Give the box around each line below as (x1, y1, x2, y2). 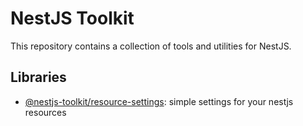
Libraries (10, 69, 67, 86)
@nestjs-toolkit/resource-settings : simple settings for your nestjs (24, 95, 294, 107)
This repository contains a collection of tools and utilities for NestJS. (10, 40, 292, 52)
